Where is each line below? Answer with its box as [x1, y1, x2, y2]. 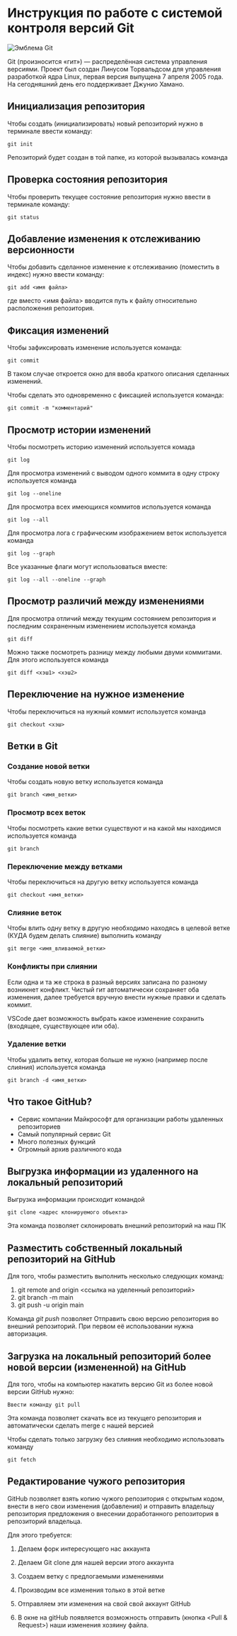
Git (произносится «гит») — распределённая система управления [7, 57, 207, 65]
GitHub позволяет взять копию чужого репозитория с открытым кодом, [7, 1494, 225, 1503]
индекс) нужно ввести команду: [7, 270, 105, 279]
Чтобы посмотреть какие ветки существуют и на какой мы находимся [7, 824, 221, 832]
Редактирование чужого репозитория [7, 1476, 185, 1488]
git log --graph [7, 550, 55, 557]
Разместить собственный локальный [7, 1242, 183, 1254]
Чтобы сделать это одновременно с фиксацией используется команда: [7, 391, 224, 399]
